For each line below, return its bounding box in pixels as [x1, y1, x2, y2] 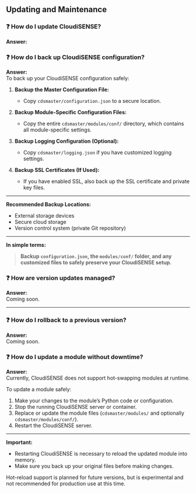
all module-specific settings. [23, 126, 92, 133]
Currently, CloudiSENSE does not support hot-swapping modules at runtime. [6, 374, 190, 381]
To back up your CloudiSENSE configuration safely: [6, 74, 129, 81]
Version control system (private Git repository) [14, 225, 127, 232]
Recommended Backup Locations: [6, 201, 92, 208]
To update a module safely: [6, 385, 72, 392]
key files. [23, 184, 45, 191]
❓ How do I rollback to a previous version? [6, 316, 127, 324]
